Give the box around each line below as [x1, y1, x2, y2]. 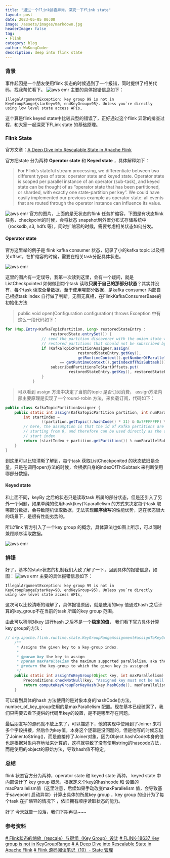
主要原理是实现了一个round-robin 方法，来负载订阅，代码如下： [22, 395, 155, 401]
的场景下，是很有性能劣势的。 [5, 513, 67, 519]
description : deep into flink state [5, 50, 82, 55]
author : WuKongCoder [5, 45, 49, 50]
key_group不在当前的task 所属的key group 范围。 [14, 608, 116, 614]
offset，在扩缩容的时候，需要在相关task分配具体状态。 [9, 254, 124, 260]
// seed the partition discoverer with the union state [41, 336, 162, 342]
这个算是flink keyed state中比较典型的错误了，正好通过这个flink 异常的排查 [5, 115, 160, 121]
